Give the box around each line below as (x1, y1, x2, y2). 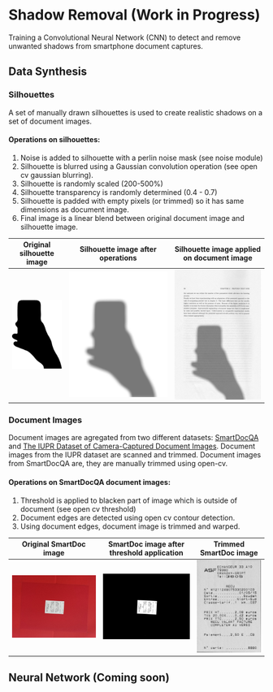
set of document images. (8, 116, 92, 126)
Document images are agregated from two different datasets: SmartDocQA (8, 433, 259, 443)
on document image (182, 253, 253, 262)
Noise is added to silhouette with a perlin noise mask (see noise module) (19, 153, 263, 162)
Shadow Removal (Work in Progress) (8, 6, 261, 24)
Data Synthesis (8, 65, 88, 79)
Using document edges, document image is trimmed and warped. (19, 521, 240, 531)
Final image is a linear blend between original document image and (19, 213, 245, 223)
